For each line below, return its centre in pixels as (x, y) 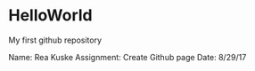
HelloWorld (50, 16)
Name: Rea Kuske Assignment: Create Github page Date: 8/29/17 (127, 57)
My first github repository (55, 40)
